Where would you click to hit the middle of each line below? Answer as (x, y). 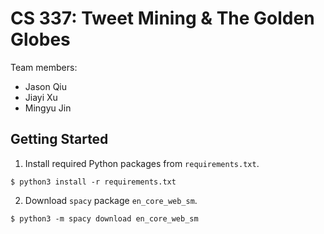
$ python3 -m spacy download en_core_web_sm (104, 218)
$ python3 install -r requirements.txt (93, 182)
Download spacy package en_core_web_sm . (111, 200)
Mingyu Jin (48, 108)
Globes (40, 39)
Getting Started (59, 139)
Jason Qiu (46, 86)
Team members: (44, 67)
